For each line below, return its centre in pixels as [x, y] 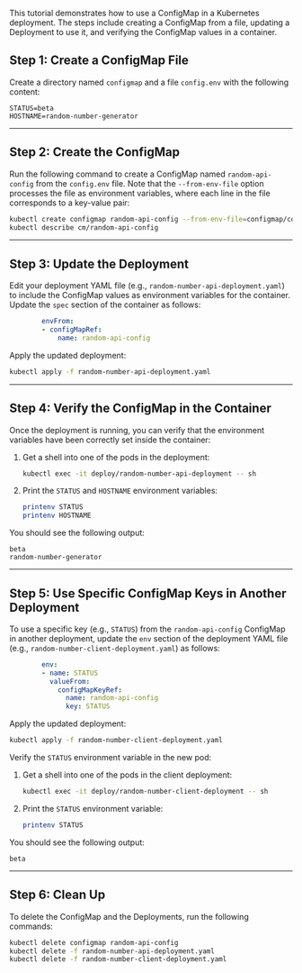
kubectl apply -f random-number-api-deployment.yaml [110, 372]
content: [25, 91]
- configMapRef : [72, 330]
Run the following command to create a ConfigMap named [118, 174]
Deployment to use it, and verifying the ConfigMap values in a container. [143, 32]
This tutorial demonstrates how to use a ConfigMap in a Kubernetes [134, 13]
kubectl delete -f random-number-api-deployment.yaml [112, 951]
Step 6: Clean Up [58, 895]
